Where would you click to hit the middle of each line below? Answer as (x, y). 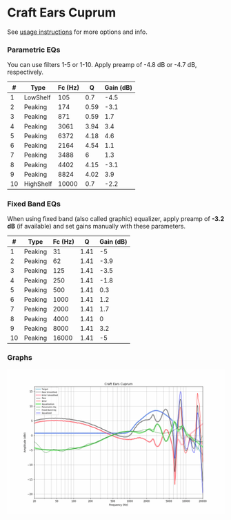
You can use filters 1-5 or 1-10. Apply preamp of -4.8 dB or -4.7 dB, (102, 65)
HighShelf (38, 184)
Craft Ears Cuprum (62, 13)
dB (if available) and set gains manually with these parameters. (97, 227)
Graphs (20, 358)
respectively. (25, 72)
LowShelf (37, 97)
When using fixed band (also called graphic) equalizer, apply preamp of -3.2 (116, 219)
